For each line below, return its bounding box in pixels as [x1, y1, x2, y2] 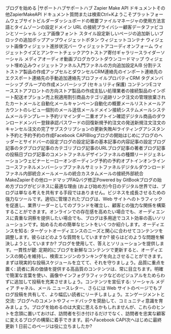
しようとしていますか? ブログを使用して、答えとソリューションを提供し [9, 240, 160, 246]
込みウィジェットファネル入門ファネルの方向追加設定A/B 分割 [22, 62, 153, 68]
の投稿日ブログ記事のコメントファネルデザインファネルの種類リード [5, 151, 148, 157]
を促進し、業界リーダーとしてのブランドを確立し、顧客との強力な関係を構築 [5, 202, 166, 208]
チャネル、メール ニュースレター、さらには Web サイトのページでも [15, 285, 158, 291]
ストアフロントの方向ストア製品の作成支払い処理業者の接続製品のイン [14, 88, 161, 94]
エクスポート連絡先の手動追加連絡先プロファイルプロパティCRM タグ [5, 75, 150, 81]
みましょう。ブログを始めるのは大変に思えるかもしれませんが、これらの [5, 304, 157, 310]
